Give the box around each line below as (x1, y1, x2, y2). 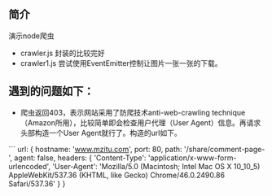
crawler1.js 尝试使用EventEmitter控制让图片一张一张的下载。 (20, 58, 222, 68)
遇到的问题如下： (8, 85, 94, 98)
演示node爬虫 (8, 31, 55, 41)
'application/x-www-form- (147, 153, 237, 163)
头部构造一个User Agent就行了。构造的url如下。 (20, 128, 182, 137)
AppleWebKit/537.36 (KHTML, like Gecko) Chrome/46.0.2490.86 (8, 170, 226, 180)
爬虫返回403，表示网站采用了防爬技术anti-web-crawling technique (20, 107, 246, 117)
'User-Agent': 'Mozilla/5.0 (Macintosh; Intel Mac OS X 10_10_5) (52, 161, 261, 171)
